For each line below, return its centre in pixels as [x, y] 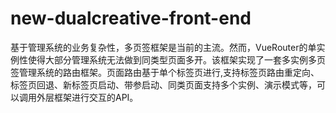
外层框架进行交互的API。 [87, 97]
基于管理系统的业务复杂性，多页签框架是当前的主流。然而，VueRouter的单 [163, 47]
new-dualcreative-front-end [131, 18]
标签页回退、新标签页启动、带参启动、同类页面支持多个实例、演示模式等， [163, 84]
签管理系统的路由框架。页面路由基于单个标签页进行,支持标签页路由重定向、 [165, 72]
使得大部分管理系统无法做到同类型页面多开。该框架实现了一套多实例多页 [176, 59]
